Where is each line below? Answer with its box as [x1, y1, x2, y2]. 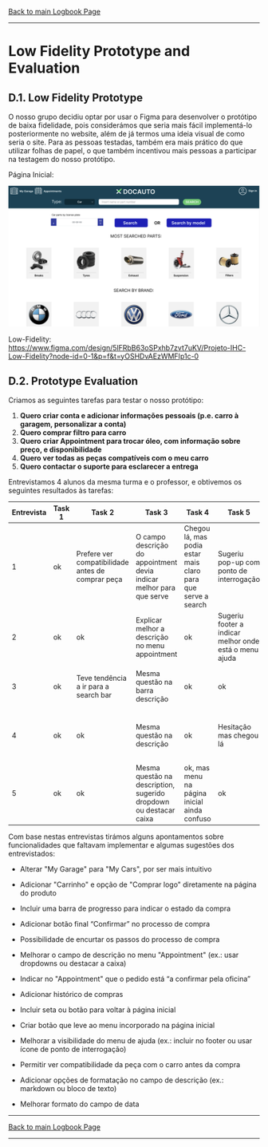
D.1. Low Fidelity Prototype [8, 91, 144, 105]
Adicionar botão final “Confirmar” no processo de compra [19, 919, 211, 928]
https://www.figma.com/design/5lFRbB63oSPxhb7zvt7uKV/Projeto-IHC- [8, 342, 246, 352]
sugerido [135, 789, 165, 798]
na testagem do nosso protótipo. [8, 155, 116, 164]
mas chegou [218, 730, 259, 741]
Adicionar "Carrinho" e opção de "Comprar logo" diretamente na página [19, 880, 257, 889]
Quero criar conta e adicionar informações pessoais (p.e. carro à [19, 411, 239, 421]
